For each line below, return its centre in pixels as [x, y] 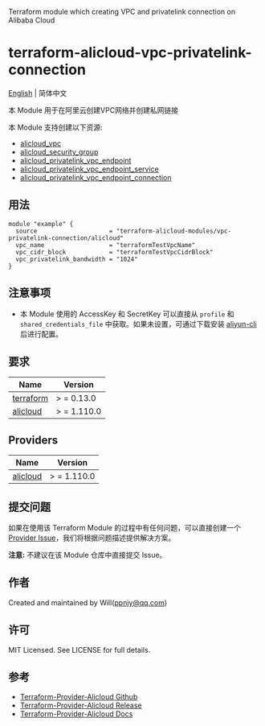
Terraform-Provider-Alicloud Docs [76, 714]
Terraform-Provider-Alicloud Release [81, 705]
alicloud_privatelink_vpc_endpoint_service [89, 169]
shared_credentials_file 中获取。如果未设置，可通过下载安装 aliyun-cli [138, 324]
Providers [33, 440]
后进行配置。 [41, 334]
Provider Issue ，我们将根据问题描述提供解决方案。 [92, 538]
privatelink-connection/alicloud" [66, 238]
